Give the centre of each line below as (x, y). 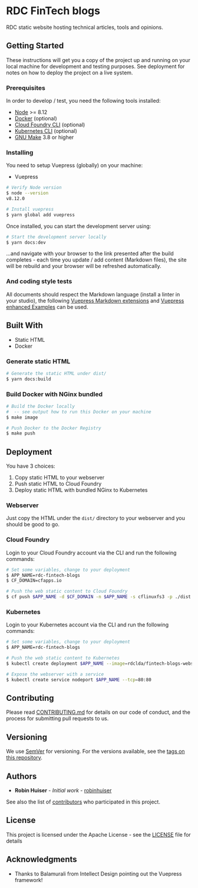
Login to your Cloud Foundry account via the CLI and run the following (91, 553)
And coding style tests (39, 282)
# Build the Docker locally (41, 406)
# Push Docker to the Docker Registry (54, 428)
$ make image (22, 417)
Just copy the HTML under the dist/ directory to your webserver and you (96, 518)
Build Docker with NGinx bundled (55, 394)
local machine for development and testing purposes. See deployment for (95, 66)
